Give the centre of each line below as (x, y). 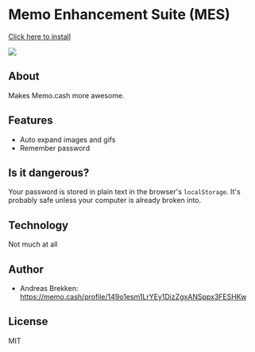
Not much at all (33, 244)
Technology (39, 225)
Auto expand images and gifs (68, 140)
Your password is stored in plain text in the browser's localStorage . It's (124, 192)
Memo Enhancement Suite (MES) (119, 15)
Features (31, 121)
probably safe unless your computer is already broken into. (105, 201)
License (28, 321)
